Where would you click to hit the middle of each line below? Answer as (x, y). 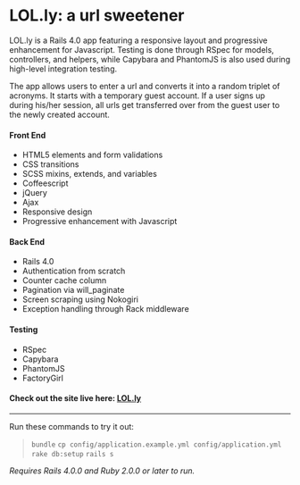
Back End (27, 241)
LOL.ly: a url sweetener (97, 16)
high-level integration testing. (63, 69)
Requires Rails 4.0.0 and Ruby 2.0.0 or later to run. (102, 471)
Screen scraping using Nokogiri (80, 299)
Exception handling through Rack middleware (105, 309)
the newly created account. (59, 114)
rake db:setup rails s (72, 454)
